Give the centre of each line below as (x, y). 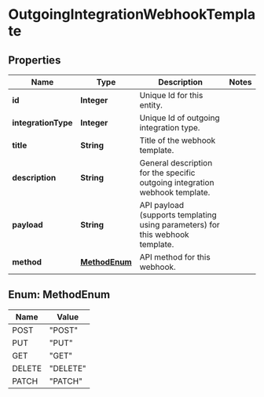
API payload (162, 205)
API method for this (175, 257)
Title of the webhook (178, 140)
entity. (151, 105)
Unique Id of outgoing (180, 118)
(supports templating (178, 215)
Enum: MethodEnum (59, 295)
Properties (35, 60)
